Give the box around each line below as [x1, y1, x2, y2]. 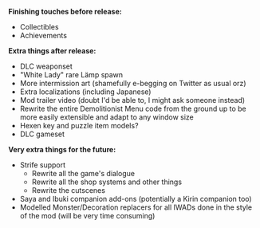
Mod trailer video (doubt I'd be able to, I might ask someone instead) [19, 96, 246, 104]
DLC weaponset [19, 61, 73, 71]
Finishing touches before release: [8, 7, 122, 16]
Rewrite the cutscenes [31, 186, 106, 195]
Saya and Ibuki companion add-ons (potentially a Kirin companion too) [19, 195, 253, 203]
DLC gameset [19, 129, 65, 139]
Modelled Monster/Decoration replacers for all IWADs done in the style [19, 202, 253, 212]
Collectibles [19, 22, 59, 31]
